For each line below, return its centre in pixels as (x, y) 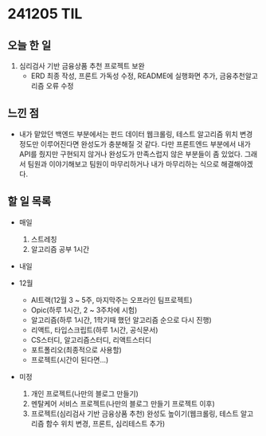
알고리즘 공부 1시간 (60, 249)
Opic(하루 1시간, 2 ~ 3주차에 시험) (84, 310)
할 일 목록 (29, 201)
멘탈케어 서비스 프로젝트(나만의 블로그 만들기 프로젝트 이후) (123, 403)
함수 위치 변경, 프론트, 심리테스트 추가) (106, 423)
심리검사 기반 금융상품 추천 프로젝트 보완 (82, 66)
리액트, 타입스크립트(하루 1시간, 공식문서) (94, 330)
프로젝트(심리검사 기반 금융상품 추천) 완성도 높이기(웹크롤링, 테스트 (135, 413)
